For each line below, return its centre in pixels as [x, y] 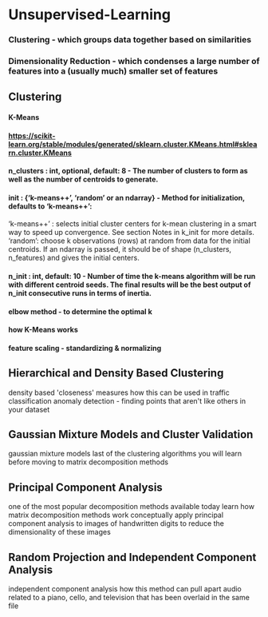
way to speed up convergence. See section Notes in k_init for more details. [132, 233]
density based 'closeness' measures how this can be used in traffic [119, 392]
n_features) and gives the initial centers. [74, 258]
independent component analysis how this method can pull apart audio [125, 589]
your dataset [29, 409]
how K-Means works [43, 330]
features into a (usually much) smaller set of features [113, 71]
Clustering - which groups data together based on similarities [130, 40]
